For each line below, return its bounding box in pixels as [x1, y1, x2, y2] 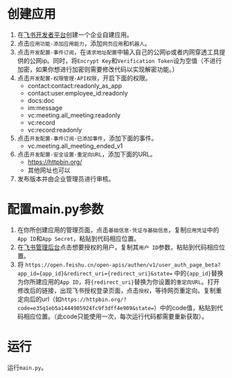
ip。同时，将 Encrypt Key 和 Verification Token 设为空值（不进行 [41, 56, 222, 64]
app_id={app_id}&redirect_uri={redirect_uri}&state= [17, 270, 173, 277]
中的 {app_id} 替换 [174, 269, 224, 277]
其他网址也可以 [27, 165, 71, 174]
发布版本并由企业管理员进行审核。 [17, 174, 115, 183]
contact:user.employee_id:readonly [27, 89, 128, 97]
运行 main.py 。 [7, 363, 48, 371]
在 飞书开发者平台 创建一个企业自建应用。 [17, 30, 133, 39]
